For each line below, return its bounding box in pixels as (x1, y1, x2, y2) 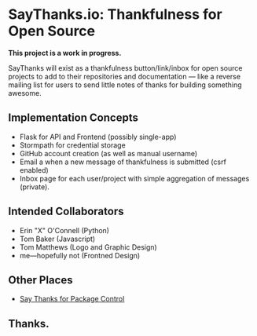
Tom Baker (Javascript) (19, 234, 96, 243)
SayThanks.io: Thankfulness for (8, 5, 222, 24)
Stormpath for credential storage (19, 140, 126, 150)
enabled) (19, 165, 49, 174)
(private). (19, 182, 50, 192)
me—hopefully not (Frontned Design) (19, 250, 141, 260)
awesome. (8, 88, 42, 97)
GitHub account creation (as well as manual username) (19, 148, 198, 158)
